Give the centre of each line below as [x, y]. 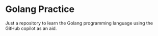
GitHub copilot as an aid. [31, 28]
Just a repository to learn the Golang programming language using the [79, 23]
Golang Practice [40, 9]
